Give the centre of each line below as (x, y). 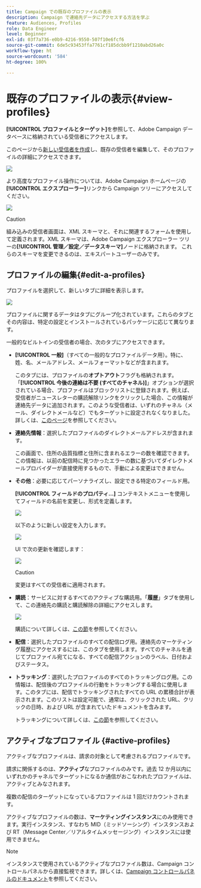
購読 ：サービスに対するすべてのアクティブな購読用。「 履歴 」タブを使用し (105, 598)
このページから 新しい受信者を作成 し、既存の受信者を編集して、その (90, 149)
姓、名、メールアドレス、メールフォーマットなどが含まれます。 (93, 362)
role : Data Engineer (32, 28)
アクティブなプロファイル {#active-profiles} (88, 741)
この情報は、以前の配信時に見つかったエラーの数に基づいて (88, 461)
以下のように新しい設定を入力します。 (62, 525)
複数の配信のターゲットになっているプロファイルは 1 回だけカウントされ (95, 797)
